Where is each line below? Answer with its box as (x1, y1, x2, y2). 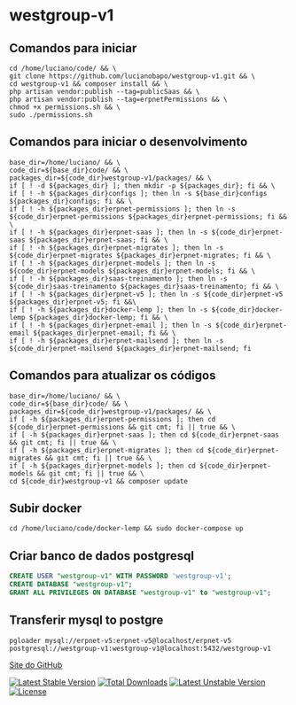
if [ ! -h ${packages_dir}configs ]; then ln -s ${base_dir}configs (9, 189, 268, 198)
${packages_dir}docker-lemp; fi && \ (28, 313, 168, 322)
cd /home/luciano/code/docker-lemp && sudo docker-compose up (9, 524, 244, 533)
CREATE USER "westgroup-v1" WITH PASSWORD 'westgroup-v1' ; (9, 572, 232, 581)
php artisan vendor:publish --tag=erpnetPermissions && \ (9, 95, 228, 104)
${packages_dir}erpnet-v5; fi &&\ (9, 298, 137, 306)
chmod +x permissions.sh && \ (9, 103, 121, 112)
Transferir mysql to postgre (9, 613, 164, 628)
